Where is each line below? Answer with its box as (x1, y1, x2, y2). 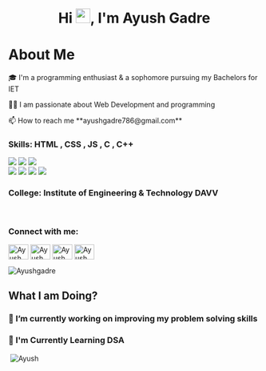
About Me (8, 46, 75, 64)
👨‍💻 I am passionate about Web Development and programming (8, 100, 216, 110)
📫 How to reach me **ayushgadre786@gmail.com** (8, 116, 183, 126)
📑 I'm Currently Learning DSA (8, 335, 125, 346)
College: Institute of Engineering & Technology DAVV (8, 188, 219, 199)
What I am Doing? (8, 289, 98, 303)
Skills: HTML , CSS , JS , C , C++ (8, 139, 134, 150)
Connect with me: (8, 225, 79, 236)
